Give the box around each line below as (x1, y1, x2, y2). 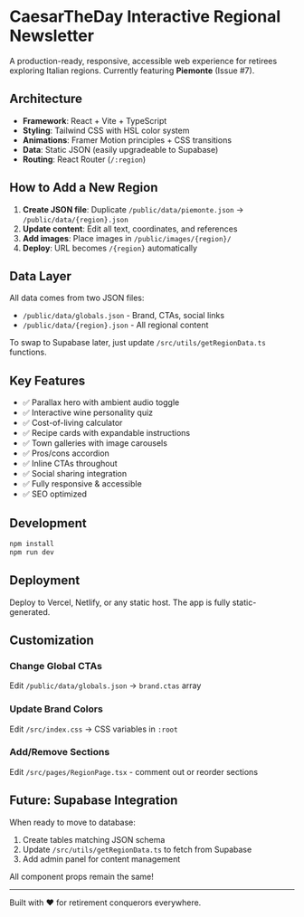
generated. (9, 606, 51, 617)
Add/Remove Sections (9, 746, 110, 759)
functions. (9, 346, 47, 358)
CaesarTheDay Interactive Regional (9, 6, 281, 27)
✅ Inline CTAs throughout (22, 458, 118, 469)
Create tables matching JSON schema (22, 834, 166, 845)
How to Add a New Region (9, 180, 158, 195)
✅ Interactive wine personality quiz (22, 407, 154, 418)
